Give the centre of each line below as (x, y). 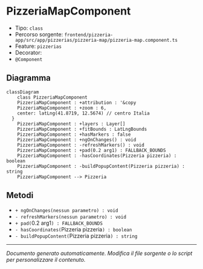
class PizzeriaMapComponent (52, 97)
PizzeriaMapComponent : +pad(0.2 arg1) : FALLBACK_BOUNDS (92, 150)
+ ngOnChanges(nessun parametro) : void (66, 210)
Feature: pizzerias (38, 46)
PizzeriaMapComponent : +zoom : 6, (62, 108)
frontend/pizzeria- (89, 35)
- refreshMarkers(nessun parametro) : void (71, 217)
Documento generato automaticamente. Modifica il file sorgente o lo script (99, 253)
